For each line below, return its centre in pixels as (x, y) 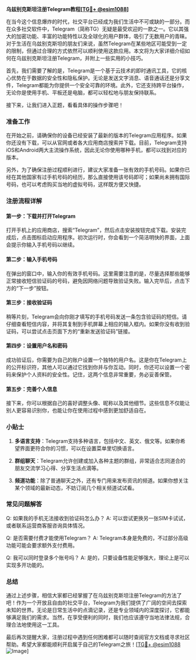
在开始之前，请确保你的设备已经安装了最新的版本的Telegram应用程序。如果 (97, 135)
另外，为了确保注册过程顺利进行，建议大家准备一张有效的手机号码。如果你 (95, 170)
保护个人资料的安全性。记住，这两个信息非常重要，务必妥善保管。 (95, 374)
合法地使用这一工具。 (36, 625)
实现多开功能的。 (27, 565)
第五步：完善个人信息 (32, 389)
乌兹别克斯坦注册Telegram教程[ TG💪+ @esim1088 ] (68, 9)
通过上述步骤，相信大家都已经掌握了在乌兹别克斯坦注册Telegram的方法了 (94, 596)
